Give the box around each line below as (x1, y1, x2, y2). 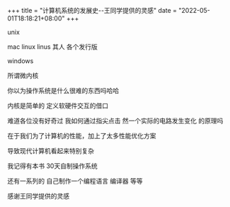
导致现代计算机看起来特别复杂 (7, 147, 94, 155)
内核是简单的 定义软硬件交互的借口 (7, 101, 108, 110)
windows (7, 57, 34, 65)
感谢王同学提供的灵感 (7, 192, 69, 200)
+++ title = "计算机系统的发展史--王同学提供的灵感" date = (7, 6, 178, 14)
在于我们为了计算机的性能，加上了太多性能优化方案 (7, 132, 156, 140)
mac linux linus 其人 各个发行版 (7, 43, 98, 51)
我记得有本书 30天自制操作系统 (7, 162, 98, 170)
